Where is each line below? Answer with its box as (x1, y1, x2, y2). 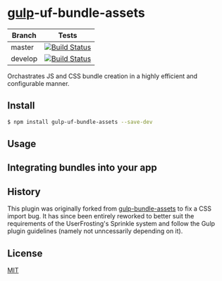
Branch (11, 30, 37, 40)
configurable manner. (7, 79, 70, 87)
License (7, 247, 43, 259)
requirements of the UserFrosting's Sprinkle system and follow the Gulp (7, 220, 216, 228)
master (11, 42, 34, 52)
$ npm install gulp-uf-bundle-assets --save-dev (7, 118, 153, 125)
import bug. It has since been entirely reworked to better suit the (7, 212, 195, 220)
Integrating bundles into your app (7, 162, 157, 174)
